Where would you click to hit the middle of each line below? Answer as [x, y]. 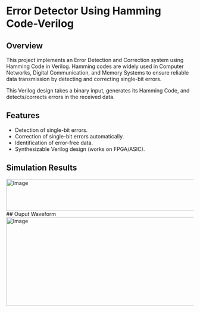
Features [23, 115]
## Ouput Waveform [31, 214]
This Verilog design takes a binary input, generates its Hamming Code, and [98, 90]
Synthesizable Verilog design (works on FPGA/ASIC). [80, 149]
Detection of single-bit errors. [51, 130]
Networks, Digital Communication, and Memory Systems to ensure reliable [98, 72]
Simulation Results [42, 168]
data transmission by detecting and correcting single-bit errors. [84, 79]
